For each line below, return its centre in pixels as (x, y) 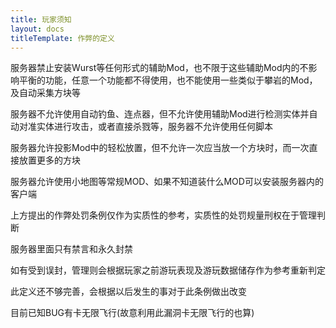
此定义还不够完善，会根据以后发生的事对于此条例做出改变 (128, 292)
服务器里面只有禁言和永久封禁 (71, 249)
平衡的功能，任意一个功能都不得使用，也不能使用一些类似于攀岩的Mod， (168, 80)
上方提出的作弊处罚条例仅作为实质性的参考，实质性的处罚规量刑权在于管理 (163, 215)
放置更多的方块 (49, 160)
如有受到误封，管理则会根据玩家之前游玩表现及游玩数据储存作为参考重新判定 (168, 270)
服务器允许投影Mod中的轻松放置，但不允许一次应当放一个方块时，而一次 (160, 148)
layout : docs (37, 29)
